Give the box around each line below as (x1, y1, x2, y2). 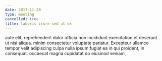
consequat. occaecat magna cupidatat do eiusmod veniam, (5, 51, 126, 57)
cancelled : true (5, 16, 39, 21)
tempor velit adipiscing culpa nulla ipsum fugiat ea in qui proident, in (5, 45, 145, 51)
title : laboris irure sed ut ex (5, 21, 72, 26)
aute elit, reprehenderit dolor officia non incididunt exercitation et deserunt (5, 35, 158, 41)
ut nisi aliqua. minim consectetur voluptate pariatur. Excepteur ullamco (5, 40, 149, 46)
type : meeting (5, 12, 35, 17)
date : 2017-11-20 (5, 7, 41, 12)
